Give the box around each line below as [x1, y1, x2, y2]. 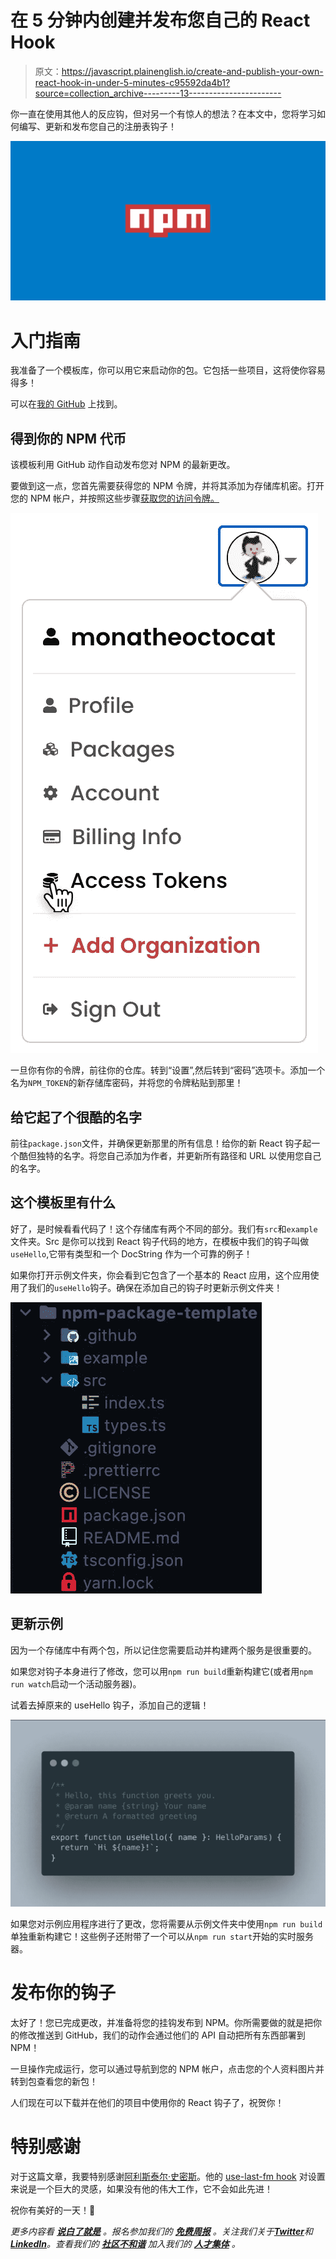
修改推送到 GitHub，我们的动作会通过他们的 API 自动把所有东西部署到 [18, 2029, 306, 2041]
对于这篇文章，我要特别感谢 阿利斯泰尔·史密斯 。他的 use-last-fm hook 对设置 [10, 2171, 326, 2183]
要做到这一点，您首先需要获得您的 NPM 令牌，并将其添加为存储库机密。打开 [10, 480, 325, 492]
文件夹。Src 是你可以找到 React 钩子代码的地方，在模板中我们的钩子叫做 [10, 1235, 310, 1247]
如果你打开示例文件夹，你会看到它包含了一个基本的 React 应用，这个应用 [10, 1269, 311, 1281]
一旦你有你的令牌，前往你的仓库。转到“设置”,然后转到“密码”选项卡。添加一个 [10, 1064, 326, 1076]
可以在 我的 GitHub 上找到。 [10, 398, 123, 410]
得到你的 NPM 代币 [10, 430, 127, 447]
